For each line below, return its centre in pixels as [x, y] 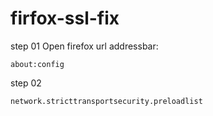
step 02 [26, 83]
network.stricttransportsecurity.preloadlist [106, 101]
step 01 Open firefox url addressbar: [84, 46]
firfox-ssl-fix [65, 18]
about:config [37, 64]
